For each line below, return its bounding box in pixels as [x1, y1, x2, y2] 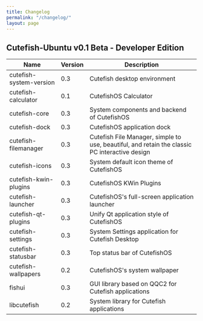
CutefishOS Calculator [89, 92, 153, 101]
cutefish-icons [9, 162, 52, 170]
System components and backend [89, 105, 187, 114]
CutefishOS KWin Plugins [89, 179, 161, 188]
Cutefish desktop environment [89, 74, 176, 83]
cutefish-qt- [9, 210, 47, 219]
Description [124, 61, 159, 69]
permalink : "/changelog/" [6, 15, 71, 21]
